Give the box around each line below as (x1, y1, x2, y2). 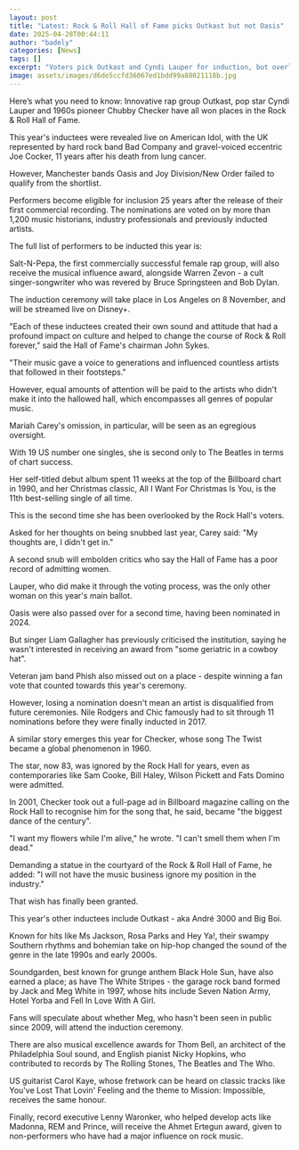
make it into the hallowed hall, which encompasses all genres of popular (9, 393, 273, 404)
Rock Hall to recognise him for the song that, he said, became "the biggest (9, 806, 283, 816)
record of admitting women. (9, 563, 111, 574)
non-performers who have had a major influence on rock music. (9, 1130, 244, 1141)
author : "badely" (9, 37, 74, 47)
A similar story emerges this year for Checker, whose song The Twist (9, 733, 263, 744)
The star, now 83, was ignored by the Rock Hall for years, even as (9, 760, 251, 771)
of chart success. (9, 456, 74, 467)
